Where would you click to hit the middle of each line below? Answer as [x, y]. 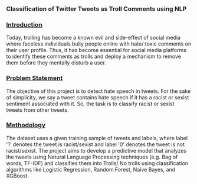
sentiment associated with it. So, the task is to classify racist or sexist [90, 104]
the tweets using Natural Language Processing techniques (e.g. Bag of [92, 157]
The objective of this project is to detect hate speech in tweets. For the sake [98, 91]
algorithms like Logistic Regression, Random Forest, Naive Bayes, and [91, 169]
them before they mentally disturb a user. [56, 63]
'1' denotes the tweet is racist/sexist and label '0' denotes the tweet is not [95, 144]
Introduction [24, 24]
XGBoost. [18, 176]
